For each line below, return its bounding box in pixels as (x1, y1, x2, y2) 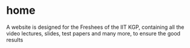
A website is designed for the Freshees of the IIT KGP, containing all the (6, 23, 185, 31)
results (6, 36, 24, 43)
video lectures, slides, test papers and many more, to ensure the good (6, 29, 181, 37)
